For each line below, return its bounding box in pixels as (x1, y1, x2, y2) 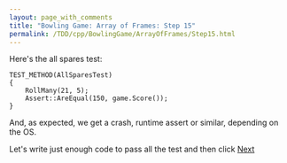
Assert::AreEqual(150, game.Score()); (25, 94, 168, 103)
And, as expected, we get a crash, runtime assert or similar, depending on (9, 117, 279, 128)
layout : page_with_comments (9, 12, 113, 22)
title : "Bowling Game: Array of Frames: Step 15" (9, 21, 197, 30)
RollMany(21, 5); (25, 86, 89, 96)
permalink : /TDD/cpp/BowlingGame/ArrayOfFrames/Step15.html (9, 29, 237, 38)
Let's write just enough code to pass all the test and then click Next (9, 144, 255, 155)
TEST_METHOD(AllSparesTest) (9, 71, 113, 80)
